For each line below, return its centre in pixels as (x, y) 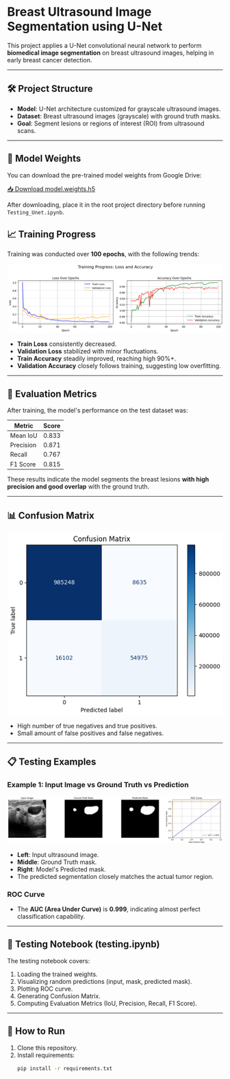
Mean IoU (24, 435)
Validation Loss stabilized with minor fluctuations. (88, 351)
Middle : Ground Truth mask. (57, 862)
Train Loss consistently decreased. (67, 344)
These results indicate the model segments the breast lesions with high (108, 480)
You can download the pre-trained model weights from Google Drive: (104, 175)
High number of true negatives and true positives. (87, 725)
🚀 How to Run (36, 1031)
